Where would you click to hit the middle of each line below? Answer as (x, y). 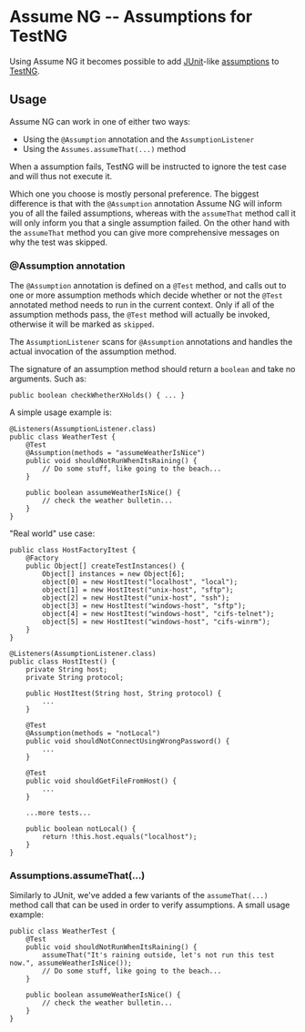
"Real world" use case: (52, 533)
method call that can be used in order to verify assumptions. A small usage (150, 905)
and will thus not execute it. (61, 176)
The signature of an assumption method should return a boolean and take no (152, 369)
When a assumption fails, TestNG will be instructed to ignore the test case (148, 167)
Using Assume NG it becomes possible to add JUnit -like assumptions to (144, 61)
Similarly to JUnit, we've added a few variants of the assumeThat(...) (139, 895)
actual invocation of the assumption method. (93, 351)
